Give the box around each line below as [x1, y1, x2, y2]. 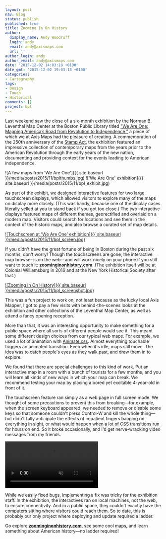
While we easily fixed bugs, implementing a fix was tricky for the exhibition [5, 492, 158, 498]
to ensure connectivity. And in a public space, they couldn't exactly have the [5, 503, 161, 508]
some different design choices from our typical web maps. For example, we [5, 333, 160, 339]
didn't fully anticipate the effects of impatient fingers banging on [13, 416, 145, 421]
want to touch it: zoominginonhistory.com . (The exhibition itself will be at [5, 262, 156, 268]
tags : [5, 81, 16, 86]
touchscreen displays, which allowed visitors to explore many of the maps [5, 195, 156, 201]
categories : [5, 72, 30, 77]
